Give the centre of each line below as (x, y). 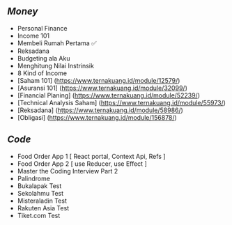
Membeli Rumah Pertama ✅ (57, 43)
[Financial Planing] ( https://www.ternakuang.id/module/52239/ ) (109, 95)
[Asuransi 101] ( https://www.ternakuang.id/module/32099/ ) (102, 88)
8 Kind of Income (42, 73)
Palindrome (34, 178)
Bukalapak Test (39, 186)
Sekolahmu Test (40, 193)
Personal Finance (42, 28)
